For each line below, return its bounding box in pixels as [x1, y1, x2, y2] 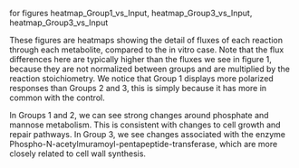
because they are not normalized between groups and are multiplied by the [9, 63, 290, 74]
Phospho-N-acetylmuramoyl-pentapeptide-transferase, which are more [9, 139, 278, 149]
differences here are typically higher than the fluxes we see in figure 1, [9, 54, 272, 64]
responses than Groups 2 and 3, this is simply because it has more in [9, 83, 267, 93]
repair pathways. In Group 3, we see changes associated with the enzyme [9, 129, 285, 139]
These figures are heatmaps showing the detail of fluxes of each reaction [9, 35, 284, 45]
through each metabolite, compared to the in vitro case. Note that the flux [9, 44, 285, 55]
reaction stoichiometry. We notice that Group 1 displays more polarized [9, 73, 274, 84]
